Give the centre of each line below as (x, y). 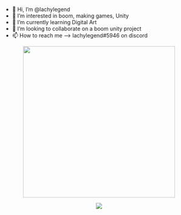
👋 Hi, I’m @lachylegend (41, 9)
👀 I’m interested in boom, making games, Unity (70, 16)
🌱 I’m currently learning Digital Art (54, 22)
